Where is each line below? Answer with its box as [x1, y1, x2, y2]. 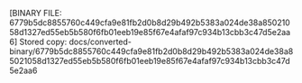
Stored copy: [19, 36, 68, 47]
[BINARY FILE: [9, 8, 62, 18]
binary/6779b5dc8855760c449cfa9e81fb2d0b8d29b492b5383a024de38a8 [9, 46, 294, 57]
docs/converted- [69, 36, 133, 47]
